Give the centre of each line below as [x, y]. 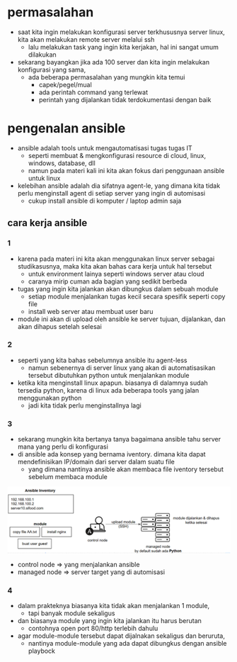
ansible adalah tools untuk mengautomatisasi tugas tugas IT [105, 148]
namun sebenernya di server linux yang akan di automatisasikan [122, 368]
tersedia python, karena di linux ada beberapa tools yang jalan [108, 390]
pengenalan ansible [67, 129]
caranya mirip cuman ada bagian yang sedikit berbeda [108, 281]
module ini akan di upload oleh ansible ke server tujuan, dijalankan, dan [121, 319]
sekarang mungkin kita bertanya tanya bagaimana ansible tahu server [119, 439]
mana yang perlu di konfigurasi [63, 447]
